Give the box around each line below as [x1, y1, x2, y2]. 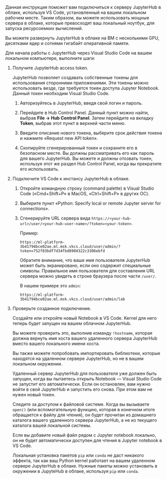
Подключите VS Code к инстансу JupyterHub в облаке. [12, 176, 130, 181]
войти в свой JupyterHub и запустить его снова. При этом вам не [12, 386, 153, 392]
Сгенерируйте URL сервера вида [19, 215, 91, 221]
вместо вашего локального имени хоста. [12, 341, 100, 347]
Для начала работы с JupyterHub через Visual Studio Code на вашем [5, 50, 152, 56]
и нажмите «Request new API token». [19, 135, 98, 141]
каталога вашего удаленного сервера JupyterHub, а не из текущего [12, 417, 157, 423]
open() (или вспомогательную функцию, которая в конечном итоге [12, 407, 156, 412]
